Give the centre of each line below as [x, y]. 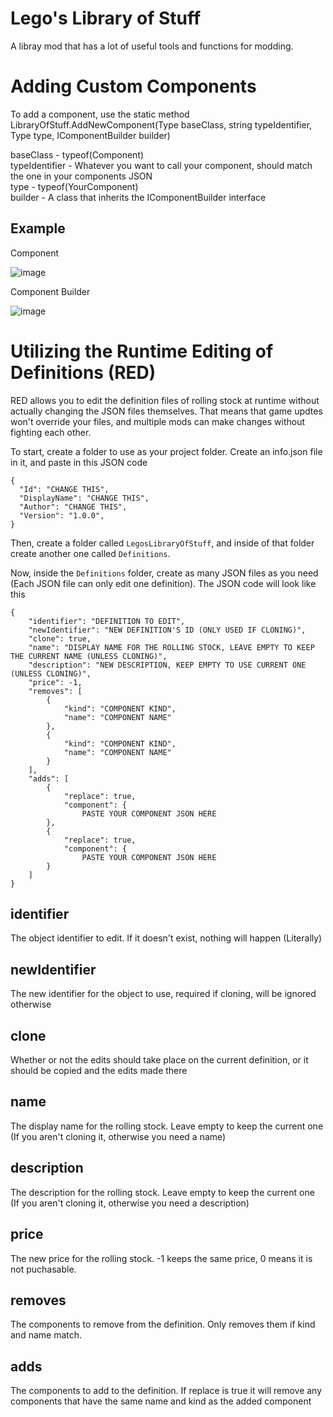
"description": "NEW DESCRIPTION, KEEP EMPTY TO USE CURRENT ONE [167, 665]
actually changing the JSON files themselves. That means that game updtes [166, 411]
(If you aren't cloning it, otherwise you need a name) [118, 1136]
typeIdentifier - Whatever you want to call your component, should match [161, 165]
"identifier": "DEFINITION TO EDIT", [107, 621]
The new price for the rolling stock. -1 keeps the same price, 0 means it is [161, 1258]
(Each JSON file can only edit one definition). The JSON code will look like [163, 583]
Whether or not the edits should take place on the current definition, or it [159, 1060]
